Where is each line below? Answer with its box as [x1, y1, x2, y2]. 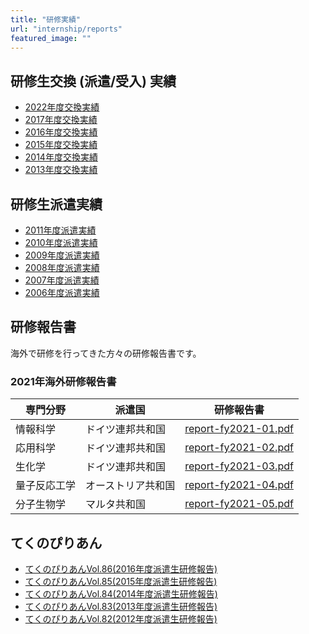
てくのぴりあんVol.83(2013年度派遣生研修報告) [24, 600, 218, 612]
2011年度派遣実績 [24, 224, 97, 236]
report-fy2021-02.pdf [184, 441, 294, 455]
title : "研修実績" [10, 14, 82, 25]
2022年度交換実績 [24, 101, 100, 113]
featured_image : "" [10, 33, 92, 43]
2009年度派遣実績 [24, 249, 100, 261]
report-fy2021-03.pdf [184, 459, 294, 473]
